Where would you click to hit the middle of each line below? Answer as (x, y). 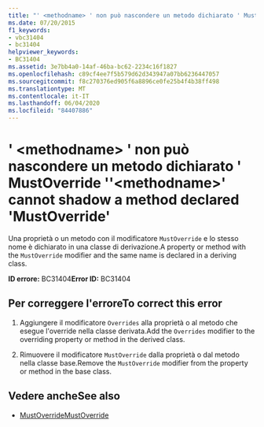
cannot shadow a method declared (124, 200)
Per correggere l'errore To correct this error (115, 304)
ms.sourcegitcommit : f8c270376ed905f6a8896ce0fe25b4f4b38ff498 (114, 81)
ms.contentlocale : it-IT (49, 96)
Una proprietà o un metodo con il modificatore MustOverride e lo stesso (123, 238)
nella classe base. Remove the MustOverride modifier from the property (134, 362)
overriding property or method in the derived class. (102, 339)
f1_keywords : (29, 30)
